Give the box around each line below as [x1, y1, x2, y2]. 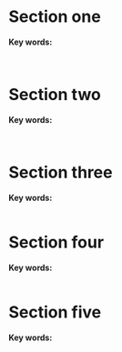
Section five [8, 302, 102, 322]
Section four [8, 232, 105, 252]
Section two [8, 85, 101, 106]
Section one [8, 6, 101, 27]
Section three [8, 162, 113, 183]
